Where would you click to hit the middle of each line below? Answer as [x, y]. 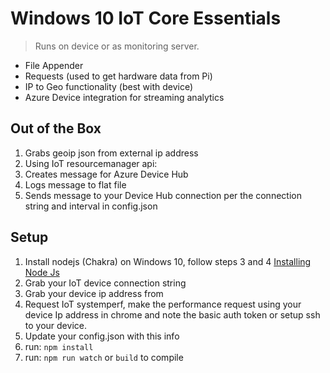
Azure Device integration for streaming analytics [124, 97]
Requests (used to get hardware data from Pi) [118, 76]
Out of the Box [56, 128]
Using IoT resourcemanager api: [91, 163]
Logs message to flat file [75, 184]
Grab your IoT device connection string [105, 283]
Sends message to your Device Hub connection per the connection [163, 195]
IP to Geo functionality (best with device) [109, 86]
